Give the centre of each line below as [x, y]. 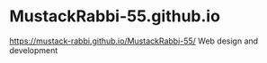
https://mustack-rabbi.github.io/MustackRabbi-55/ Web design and [134, 41]
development [34, 50]
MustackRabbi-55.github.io [115, 16]
